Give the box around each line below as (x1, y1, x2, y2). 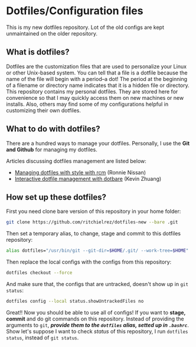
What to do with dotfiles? (6, 124, 100, 134)
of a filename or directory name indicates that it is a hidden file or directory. (6, 82, 190, 89)
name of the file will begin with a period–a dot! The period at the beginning (6, 75, 188, 82)
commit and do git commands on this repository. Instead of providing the (6, 315, 184, 322)
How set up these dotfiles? (6, 192, 106, 202)
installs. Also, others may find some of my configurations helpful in (6, 100, 169, 108)
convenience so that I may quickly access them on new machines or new (6, 94, 184, 101)
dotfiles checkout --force (6, 270, 73, 276)
